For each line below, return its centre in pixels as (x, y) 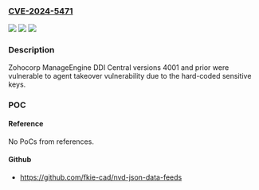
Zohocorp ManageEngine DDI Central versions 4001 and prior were (119, 67)
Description (31, 50)
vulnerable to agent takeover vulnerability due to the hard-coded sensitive (130, 76)
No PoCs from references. (51, 142)
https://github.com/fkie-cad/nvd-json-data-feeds (101, 177)
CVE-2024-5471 (41, 11)
